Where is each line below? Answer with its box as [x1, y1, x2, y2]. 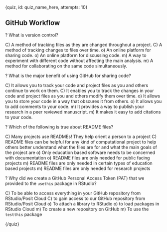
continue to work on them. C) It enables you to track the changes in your [5, 87, 155, 93]
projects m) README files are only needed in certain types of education [5, 160, 153, 166]
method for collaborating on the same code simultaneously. [5, 62, 128, 69]
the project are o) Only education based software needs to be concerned [5, 149, 156, 155]
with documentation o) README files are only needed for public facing [5, 154, 150, 160]
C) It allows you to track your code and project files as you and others [5, 82, 149, 88]
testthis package [5, 211, 42, 217]
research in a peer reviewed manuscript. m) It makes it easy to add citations [5, 108, 161, 114]
